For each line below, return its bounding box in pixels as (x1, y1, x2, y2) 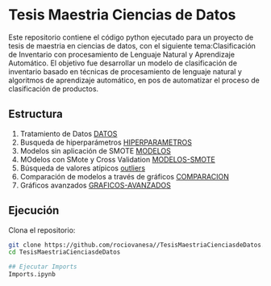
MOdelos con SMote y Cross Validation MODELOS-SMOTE (19, 154, 215, 164)
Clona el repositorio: (8, 225, 76, 235)
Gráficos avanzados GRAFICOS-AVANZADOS (19, 180, 172, 190)
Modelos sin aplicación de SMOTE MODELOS (19, 145, 171, 155)
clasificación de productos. (8, 83, 99, 94)
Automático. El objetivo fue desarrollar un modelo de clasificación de (8, 58, 238, 68)
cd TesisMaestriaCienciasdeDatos (8, 248, 121, 256)
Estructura (8, 107, 63, 121)
